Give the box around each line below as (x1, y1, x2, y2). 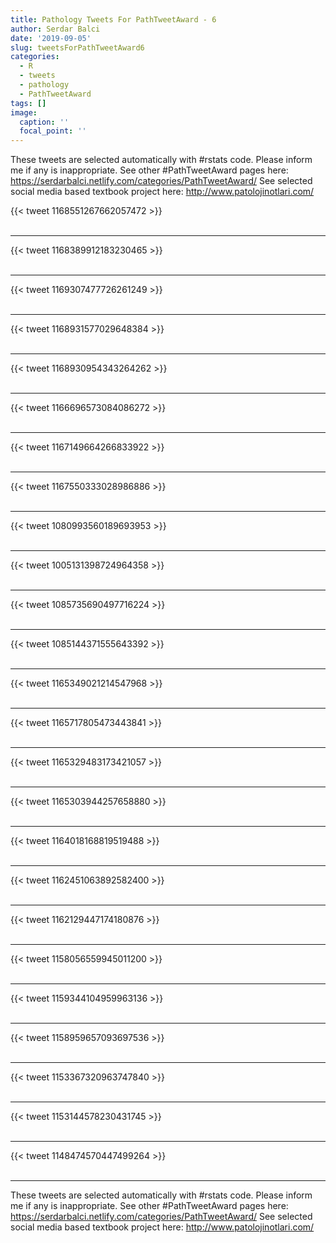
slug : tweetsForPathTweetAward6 (10, 42, 145, 53)
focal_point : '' (19, 126, 87, 136)
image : (10, 107, 38, 118)
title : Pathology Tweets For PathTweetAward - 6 (10, 14, 217, 25)
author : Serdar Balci (10, 24, 101, 34)
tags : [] (10, 98, 47, 108)
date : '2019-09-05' (10, 33, 92, 43)
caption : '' (19, 117, 70, 127)
